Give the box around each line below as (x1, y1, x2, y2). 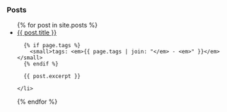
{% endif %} (23, 61, 59, 68)
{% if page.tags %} (23, 42, 81, 49)
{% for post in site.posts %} (16, 21, 98, 30)
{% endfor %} (16, 97, 58, 106)
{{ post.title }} (16, 28, 57, 37)
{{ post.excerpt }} (23, 73, 81, 80)
